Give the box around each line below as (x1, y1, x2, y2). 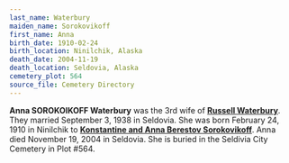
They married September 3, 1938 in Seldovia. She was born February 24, (9, 114, 280, 125)
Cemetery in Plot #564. (9, 143, 96, 154)
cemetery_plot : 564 (9, 72, 83, 81)
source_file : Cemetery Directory (9, 80, 135, 89)
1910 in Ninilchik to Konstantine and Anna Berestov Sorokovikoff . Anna (9, 123, 276, 135)
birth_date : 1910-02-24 (9, 38, 99, 48)
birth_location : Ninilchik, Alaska (9, 47, 143, 56)
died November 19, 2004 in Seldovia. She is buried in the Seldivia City (9, 133, 268, 144)
